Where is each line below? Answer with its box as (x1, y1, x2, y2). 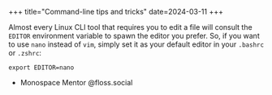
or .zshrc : (8, 48, 42, 57)
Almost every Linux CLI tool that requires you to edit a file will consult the (8, 23, 253, 31)
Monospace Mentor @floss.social (19, 78, 133, 87)
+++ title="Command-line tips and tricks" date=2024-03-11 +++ (8, 7, 223, 16)
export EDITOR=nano (8, 64, 75, 72)
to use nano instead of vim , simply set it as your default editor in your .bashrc (8, 39, 265, 49)
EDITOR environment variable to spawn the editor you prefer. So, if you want (8, 31, 260, 40)
